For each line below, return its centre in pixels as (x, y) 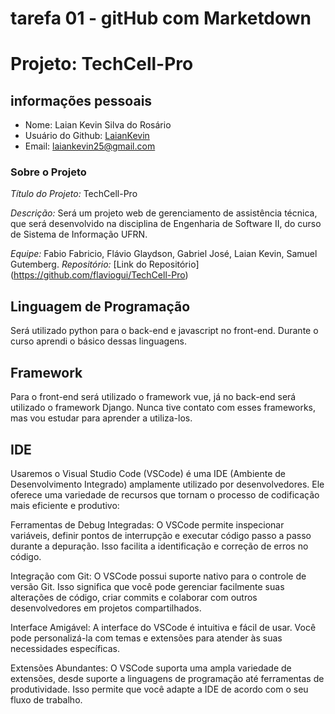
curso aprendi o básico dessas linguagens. (99, 341)
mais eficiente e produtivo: (65, 505)
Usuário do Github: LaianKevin (87, 136)
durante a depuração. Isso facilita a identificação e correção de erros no (159, 546)
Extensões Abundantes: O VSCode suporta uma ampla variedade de (151, 668)
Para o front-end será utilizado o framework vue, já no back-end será (153, 397)
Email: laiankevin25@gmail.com (90, 146)
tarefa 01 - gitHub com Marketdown (161, 18)
